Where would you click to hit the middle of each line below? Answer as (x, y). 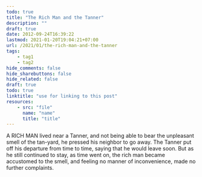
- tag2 (25, 62)
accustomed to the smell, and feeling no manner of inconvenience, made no (101, 161)
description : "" (27, 23)
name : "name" (39, 113)
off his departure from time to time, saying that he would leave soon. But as (100, 149)
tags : (13, 51)
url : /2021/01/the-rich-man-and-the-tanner (62, 46)
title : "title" (41, 118)
